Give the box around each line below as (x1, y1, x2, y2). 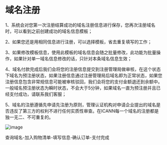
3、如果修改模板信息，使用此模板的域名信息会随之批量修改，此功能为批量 (5, 49, 157, 55)
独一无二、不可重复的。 (5, 114, 53, 120)
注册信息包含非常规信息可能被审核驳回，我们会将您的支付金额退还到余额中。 (5, 78, 163, 85)
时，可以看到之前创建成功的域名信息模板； (5, 28, 93, 34)
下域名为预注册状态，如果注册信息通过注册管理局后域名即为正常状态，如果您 (5, 72, 163, 78)
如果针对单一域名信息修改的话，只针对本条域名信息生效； (13, 55, 132, 61)
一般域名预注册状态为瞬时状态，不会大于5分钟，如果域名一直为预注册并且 (5, 85, 157, 91)
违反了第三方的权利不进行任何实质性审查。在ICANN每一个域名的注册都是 (9, 108, 159, 114)
